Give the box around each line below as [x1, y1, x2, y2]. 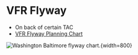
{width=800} [100, 42, 133, 49]
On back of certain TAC [14, 24, 74, 31]
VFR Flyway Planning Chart [14, 30, 83, 37]
